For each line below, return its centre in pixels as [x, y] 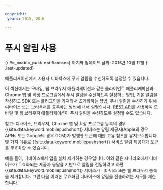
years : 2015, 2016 [26, 18]
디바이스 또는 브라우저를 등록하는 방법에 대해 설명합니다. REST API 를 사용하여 [79, 107]
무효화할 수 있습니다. [30, 148]
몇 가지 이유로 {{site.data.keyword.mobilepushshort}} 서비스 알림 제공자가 [77, 142]
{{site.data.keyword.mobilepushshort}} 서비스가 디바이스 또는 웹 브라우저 [77, 170]
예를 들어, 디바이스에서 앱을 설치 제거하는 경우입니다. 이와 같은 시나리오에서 [77, 158]
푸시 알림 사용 [31, 48]
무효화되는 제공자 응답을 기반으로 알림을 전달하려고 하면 [71, 165]
